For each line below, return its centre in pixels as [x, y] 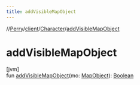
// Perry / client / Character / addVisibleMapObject [63, 29]
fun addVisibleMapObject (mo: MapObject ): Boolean [70, 75]
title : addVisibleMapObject [41, 12]
